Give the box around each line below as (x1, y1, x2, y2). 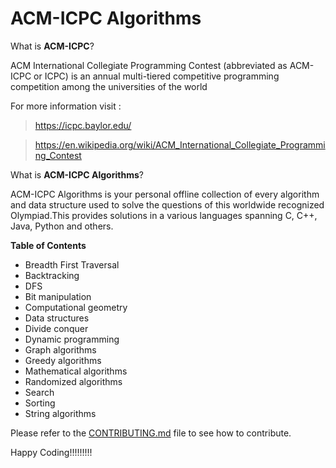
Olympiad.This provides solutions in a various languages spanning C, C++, (10, 209, 318, 221)
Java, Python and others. (10, 220, 114, 232)
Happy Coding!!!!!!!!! (10, 446, 93, 458)
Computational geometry (24, 301, 128, 313)
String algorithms (24, 407, 97, 419)
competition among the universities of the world (10, 80, 208, 92)
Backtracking (24, 269, 80, 281)
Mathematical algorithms (24, 365, 128, 377)
